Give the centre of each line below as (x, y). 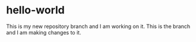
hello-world (36, 10)
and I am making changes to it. (44, 32)
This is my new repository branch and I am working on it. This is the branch (98, 26)
